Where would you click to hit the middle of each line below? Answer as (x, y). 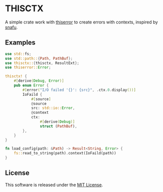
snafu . (11, 27)
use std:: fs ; (18, 54)
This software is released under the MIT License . (54, 185)
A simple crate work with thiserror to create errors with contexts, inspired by (81, 22)
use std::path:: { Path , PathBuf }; (39, 58)
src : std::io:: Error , (53, 108)
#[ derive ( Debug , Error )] (39, 81)
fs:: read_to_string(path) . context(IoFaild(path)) (65, 153)
